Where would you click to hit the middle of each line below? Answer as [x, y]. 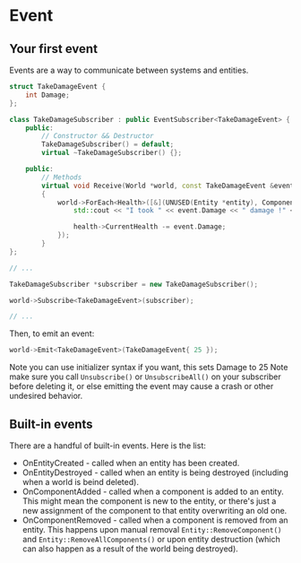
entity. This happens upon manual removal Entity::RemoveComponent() [152, 529]
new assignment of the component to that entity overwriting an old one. [155, 510]
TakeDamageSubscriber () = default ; [108, 144]
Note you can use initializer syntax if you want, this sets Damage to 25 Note [149, 368]
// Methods [62, 177]
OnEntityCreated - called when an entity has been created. [131, 463]
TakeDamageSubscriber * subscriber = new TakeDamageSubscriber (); [133, 284]
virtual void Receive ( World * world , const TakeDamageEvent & [158, 186]
